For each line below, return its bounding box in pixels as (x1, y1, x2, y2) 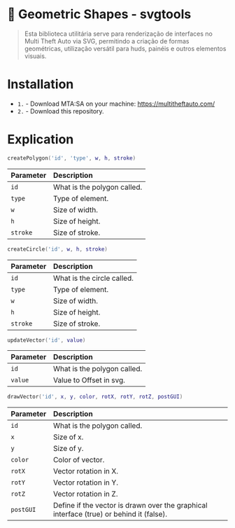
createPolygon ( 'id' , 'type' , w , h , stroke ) (7, 154, 136, 162)
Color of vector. (52, 455, 105, 465)
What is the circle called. (52, 273, 134, 283)
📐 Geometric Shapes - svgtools (7, 6, 192, 22)
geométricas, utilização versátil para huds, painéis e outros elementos (24, 44, 227, 53)
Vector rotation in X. (52, 466, 119, 476)
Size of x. (52, 432, 84, 442)
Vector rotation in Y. (52, 478, 119, 487)
